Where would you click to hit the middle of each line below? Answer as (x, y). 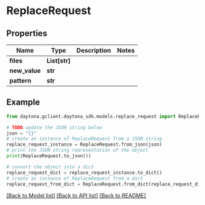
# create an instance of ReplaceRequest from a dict (75, 178)
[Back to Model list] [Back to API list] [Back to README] (76, 196)
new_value (25, 71)
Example (23, 102)
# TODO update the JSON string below (54, 127)
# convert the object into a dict (50, 167)
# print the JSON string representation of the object (77, 151)
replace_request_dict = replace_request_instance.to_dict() (85, 173)
